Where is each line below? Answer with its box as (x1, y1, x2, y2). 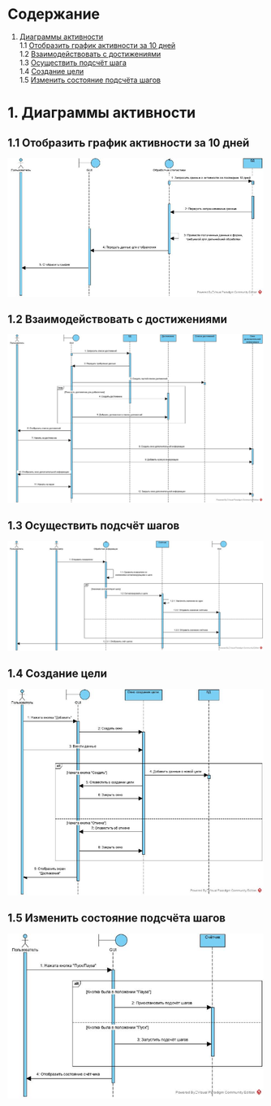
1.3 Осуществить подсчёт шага (19, 58, 127, 67)
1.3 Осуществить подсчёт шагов (7, 518, 180, 533)
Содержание (7, 5, 101, 24)
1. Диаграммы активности (7, 103, 196, 122)
